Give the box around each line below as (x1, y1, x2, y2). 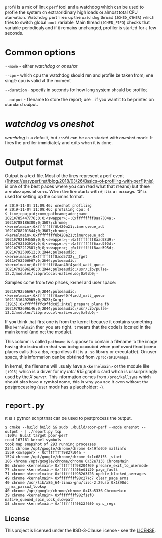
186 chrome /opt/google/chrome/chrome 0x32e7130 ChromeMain (5, 459, 129, 464)
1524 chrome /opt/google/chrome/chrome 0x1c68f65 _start (5, 454, 122, 459)
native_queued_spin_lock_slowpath (5, 497, 75, 502)
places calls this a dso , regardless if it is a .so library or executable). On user (5, 348, 157, 354)
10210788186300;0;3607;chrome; (5, 220, 68, 225)
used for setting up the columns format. (5, 193, 84, 199)
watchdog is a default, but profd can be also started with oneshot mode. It (5, 135, 153, 140)
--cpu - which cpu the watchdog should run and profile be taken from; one (5, 72, 154, 78)
